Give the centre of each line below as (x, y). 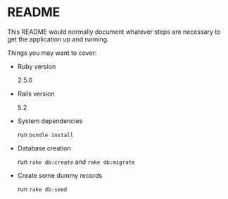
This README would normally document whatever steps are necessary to (114, 32)
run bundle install (45, 134)
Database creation (44, 148)
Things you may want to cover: (52, 53)
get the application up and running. (58, 39)
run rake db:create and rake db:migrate (76, 162)
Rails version (36, 94)
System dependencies (50, 121)
